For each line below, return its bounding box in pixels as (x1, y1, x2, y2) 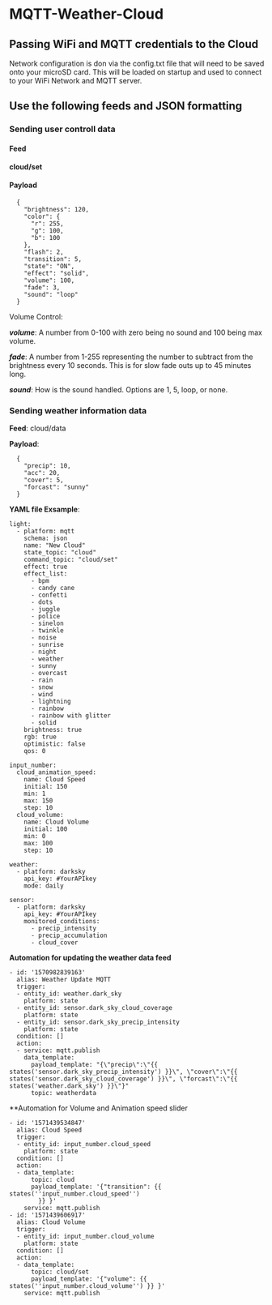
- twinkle (30, 627, 64, 635)
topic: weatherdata (30, 1089, 96, 1097)
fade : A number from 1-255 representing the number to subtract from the (9, 352, 253, 362)
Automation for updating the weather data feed (9, 953, 172, 963)
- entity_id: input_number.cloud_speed (16, 1140, 151, 1149)
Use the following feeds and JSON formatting (9, 99, 243, 113)
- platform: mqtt (16, 528, 75, 536)
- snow (30, 683, 53, 691)
